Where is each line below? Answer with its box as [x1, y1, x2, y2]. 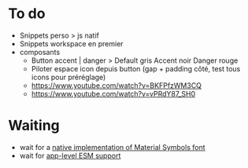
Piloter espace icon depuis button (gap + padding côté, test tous [31, 64, 241, 73]
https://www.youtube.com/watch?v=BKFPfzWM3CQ [31, 80, 202, 90]
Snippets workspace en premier [19, 38, 124, 48]
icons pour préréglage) [31, 72, 106, 82]
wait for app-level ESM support [19, 151, 121, 160]
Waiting [8, 117, 61, 134]
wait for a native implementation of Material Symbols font [19, 142, 205, 152]
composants [19, 47, 61, 57]
